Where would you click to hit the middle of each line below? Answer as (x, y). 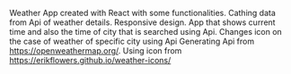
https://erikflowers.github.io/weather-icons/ (90, 60)
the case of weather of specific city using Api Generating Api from (132, 41)
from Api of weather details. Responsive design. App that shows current (142, 22)
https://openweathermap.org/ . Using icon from (96, 51)
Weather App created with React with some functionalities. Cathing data (143, 13)
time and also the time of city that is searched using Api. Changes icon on (146, 32)
